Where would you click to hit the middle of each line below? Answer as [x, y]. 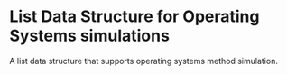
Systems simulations [89, 36]
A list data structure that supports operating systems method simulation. [143, 61]
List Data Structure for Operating [134, 17]
